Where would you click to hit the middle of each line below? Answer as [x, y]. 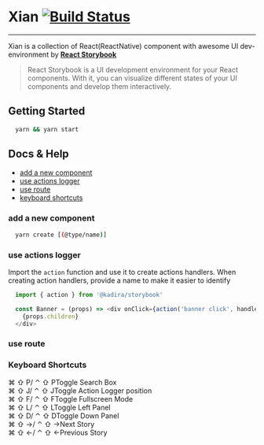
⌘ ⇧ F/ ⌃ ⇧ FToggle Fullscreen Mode [71, 399]
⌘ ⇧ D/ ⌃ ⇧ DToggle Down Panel [64, 415]
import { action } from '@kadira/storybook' [89, 295]
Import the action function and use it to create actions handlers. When [122, 272]
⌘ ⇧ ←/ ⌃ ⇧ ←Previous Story [58, 432]
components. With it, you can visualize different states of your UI [132, 78]
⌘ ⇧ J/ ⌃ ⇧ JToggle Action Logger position [80, 391]
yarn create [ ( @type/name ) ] [61, 235]
